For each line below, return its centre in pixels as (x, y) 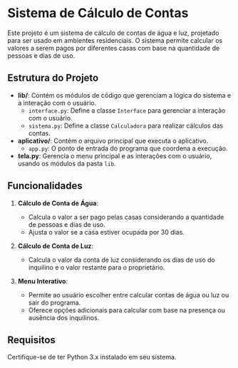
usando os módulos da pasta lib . (67, 163)
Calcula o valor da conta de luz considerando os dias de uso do (122, 260)
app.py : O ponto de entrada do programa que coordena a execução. (128, 148)
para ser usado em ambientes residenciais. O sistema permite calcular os (115, 40)
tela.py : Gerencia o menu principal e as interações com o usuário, (115, 155)
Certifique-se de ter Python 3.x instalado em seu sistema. (92, 357)
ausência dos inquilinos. (64, 317)
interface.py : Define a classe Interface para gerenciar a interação (127, 110)
